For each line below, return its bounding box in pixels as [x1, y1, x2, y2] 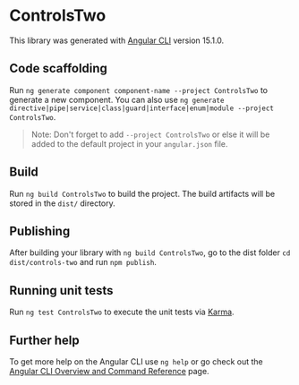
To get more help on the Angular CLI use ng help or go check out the [9, 356, 263, 367]
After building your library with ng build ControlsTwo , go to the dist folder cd [9, 247, 291, 258]
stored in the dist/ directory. [9, 198, 116, 209]
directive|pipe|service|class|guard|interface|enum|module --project [9, 104, 275, 113]
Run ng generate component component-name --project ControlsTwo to [9, 84, 269, 95]
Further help [9, 332, 81, 347]
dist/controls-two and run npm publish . [9, 257, 157, 268]
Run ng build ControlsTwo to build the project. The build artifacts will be [9, 188, 276, 199]
